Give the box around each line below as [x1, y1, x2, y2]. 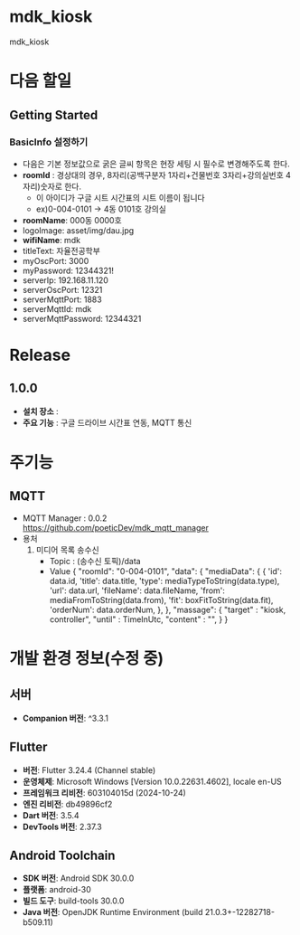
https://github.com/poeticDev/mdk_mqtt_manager [22, 522, 210, 533]
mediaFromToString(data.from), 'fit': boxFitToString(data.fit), [49, 594, 274, 605]
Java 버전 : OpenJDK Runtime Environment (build [22, 907, 203, 918]
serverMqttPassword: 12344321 [22, 313, 142, 324]
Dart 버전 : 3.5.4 [22, 809, 80, 820]
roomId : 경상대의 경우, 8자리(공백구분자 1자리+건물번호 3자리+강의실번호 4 [22, 169, 292, 180]
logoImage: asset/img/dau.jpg [22, 224, 135, 236]
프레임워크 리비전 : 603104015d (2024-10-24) [22, 787, 187, 798]
